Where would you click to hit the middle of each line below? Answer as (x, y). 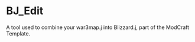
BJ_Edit (25, 11)
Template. (18, 33)
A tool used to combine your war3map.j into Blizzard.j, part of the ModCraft (98, 27)
